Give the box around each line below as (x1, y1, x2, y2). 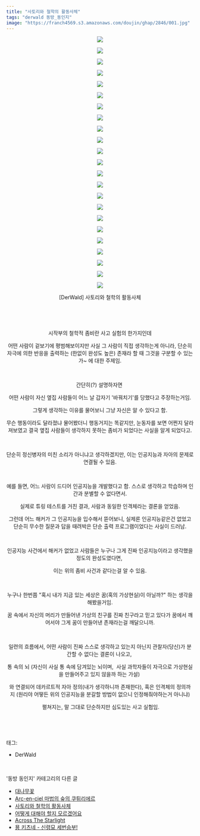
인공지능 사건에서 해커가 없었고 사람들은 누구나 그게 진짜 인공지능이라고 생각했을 (7, 547, 193, 554)
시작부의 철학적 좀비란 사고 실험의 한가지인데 (48, 330, 152, 337)
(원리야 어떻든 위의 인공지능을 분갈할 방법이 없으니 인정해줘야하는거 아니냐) (16, 691, 190, 698)
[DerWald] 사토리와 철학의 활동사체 (58, 294, 142, 301)
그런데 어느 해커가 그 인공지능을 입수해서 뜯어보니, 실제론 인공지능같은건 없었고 (8, 515, 192, 523)
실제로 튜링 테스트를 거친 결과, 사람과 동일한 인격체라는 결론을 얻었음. (20, 503, 180, 510)
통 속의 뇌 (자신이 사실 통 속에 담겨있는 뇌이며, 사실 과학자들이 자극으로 (7, 663, 173, 670)
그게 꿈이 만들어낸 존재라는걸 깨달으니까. (61, 619, 155, 626)
